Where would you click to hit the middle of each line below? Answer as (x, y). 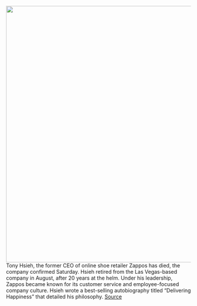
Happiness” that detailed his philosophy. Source (64, 297)
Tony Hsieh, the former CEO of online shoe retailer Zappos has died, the (93, 266)
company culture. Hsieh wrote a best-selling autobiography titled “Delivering (98, 290)
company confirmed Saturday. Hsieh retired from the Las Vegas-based (92, 272)
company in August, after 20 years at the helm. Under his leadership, (89, 278)
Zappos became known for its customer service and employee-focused (93, 284)
